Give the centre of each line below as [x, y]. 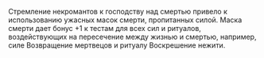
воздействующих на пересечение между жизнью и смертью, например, [132, 37]
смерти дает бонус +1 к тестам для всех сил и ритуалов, [105, 28]
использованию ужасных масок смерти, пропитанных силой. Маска [125, 20]
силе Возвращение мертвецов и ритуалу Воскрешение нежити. [117, 45]
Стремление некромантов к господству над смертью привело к [118, 12]
